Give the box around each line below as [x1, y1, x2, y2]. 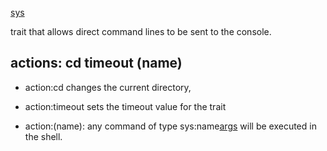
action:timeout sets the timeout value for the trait [24, 100, 227, 112]
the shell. [24, 130, 63, 142]
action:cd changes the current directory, [24, 81, 192, 93]
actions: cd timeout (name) [10, 55, 183, 72]
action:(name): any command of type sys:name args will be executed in [24, 120, 317, 132]
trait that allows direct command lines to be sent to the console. [10, 26, 272, 37]
